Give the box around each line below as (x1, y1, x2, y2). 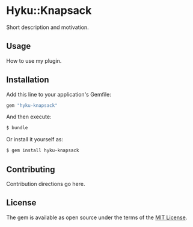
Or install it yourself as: (6, 136, 63, 143)
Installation (6, 75, 49, 85)
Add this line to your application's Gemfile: (6, 91, 111, 98)
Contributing (6, 164, 55, 174)
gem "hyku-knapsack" (6, 102, 58, 109)
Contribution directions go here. (6, 181, 85, 187)
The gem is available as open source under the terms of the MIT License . (6, 214, 188, 221)
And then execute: (6, 113, 52, 121)
